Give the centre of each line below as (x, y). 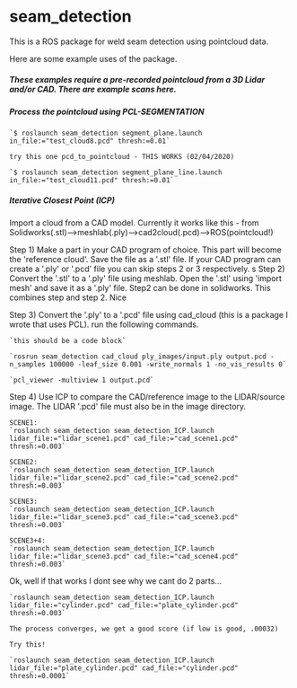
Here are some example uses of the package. (93, 58)
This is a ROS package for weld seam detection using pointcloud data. (139, 41)
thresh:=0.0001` (39, 676)
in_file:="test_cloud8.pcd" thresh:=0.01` (90, 141)
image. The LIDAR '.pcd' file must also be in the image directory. (128, 407)
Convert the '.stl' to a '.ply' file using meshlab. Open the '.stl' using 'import (146, 278)
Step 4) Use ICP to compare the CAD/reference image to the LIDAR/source (147, 397)
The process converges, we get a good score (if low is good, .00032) (144, 629)
